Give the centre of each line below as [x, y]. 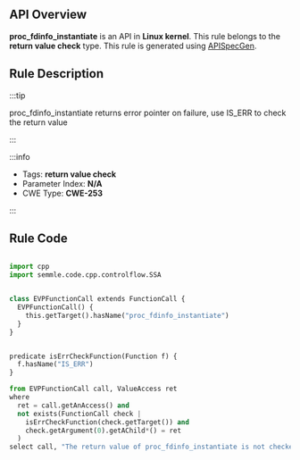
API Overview [48, 15]
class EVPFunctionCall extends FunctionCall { [97, 299]
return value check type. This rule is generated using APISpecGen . [133, 46]
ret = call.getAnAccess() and [73, 406]
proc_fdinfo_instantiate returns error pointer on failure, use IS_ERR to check [148, 113]
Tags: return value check [69, 174]
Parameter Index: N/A [62, 183]
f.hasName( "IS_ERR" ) [55, 364]
